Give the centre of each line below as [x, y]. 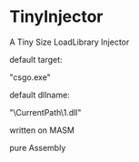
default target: [36, 59]
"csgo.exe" [30, 77]
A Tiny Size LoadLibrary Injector [69, 42]
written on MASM [42, 130]
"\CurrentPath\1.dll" [45, 112]
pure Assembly [38, 147]
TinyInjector [56, 17]
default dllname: [40, 95]
